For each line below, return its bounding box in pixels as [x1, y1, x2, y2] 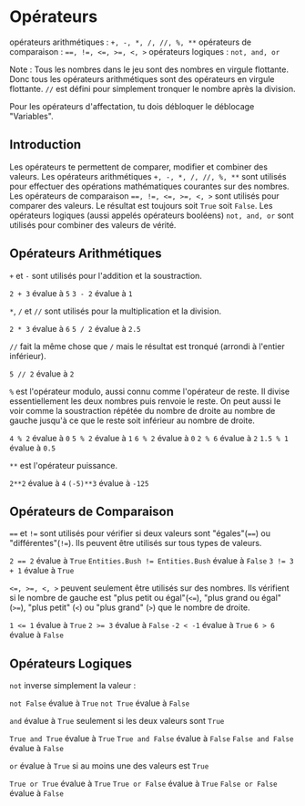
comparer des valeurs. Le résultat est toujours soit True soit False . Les [9, 200, 273, 211]
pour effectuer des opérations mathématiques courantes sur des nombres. [9, 181, 290, 191]
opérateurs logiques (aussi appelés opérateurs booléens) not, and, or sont [9, 210, 294, 221]
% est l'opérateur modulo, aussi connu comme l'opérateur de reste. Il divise [9, 386, 290, 397]
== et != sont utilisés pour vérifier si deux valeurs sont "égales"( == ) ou [9, 528, 271, 539]
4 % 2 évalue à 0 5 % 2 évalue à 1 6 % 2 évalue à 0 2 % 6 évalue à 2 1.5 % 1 [9, 432, 289, 443]
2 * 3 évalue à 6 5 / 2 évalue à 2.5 [9, 323, 141, 334]
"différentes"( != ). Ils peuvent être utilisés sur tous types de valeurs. [9, 538, 262, 549]
